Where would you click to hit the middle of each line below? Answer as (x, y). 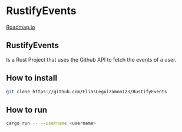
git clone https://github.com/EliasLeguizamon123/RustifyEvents (87, 92)
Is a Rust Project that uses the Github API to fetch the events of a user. (91, 59)
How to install (32, 78)
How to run (27, 110)
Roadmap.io (21, 27)
